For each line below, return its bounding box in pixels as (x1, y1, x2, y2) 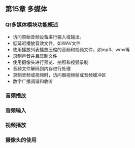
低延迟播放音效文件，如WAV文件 (12, 40, 81, 46)
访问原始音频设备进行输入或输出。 (12, 33, 84, 40)
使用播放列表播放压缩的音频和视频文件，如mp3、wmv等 (12, 46, 130, 52)
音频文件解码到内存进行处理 (12, 65, 71, 71)
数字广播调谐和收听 (12, 78, 53, 84)
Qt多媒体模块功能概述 (5, 21, 58, 28)
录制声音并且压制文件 (12, 53, 57, 59)
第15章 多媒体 (5, 5, 48, 14)
